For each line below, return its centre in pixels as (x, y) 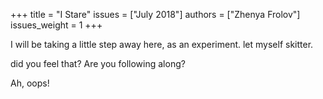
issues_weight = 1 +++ (56, 25)
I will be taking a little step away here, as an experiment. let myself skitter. (162, 44)
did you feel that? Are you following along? (98, 63)
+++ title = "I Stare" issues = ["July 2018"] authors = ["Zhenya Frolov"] (155, 14)
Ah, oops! (30, 83)
